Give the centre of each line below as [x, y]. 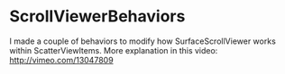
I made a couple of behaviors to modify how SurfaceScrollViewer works [143, 41]
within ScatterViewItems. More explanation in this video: [114, 50]
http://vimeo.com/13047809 [62, 60]
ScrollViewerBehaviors [97, 16]
